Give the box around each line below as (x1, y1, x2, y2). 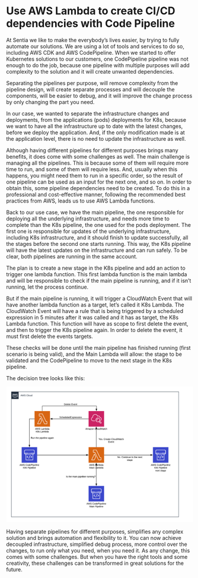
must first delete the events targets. (6, 333, 93, 340)
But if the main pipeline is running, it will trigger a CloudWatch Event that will (6, 295, 193, 302)
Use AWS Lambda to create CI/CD (6, 4, 175, 18)
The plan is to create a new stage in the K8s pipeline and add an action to (6, 264, 186, 271)
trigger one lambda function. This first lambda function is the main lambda (6, 270, 187, 277)
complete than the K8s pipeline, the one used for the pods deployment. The (6, 221, 191, 228)
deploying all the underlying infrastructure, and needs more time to (6, 215, 170, 222)
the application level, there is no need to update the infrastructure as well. (6, 135, 186, 142)
